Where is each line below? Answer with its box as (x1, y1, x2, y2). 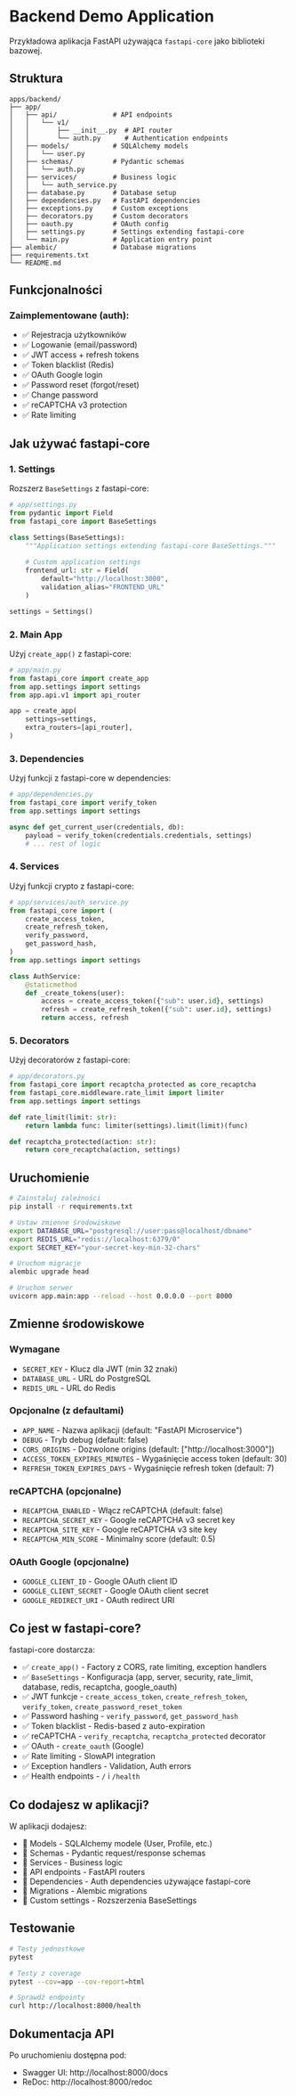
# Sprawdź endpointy (9, 1994, 86, 2002)
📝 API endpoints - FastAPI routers (21, 1867, 146, 1878)
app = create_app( (9, 707, 77, 716)
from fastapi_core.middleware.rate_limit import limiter (9, 1089, 225, 1098)
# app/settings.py (9, 501, 77, 510)
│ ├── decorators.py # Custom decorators (9, 211, 189, 220)
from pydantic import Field (9, 509, 114, 518)
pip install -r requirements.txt (9, 1202, 133, 1211)
